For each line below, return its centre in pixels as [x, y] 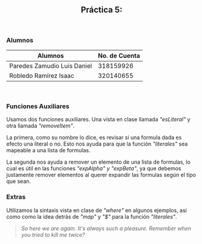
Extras [16, 197]
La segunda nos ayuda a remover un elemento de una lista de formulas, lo [98, 162]
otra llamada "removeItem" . [41, 126]
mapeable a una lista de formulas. [48, 150]
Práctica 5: [102, 10]
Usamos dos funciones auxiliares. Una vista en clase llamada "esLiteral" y [98, 120]
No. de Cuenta [119, 56]
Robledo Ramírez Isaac [42, 76]
